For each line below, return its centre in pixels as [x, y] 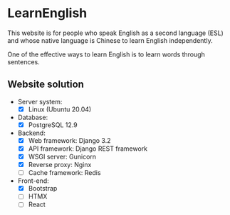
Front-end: [33, 181]
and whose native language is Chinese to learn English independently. [110, 40]
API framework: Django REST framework [88, 149]
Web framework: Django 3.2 [70, 140]
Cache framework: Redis [64, 173]
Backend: [32, 133]
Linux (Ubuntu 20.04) [60, 109]
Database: [33, 117]
